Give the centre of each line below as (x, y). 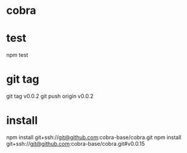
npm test (17, 55)
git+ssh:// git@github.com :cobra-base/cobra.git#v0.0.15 (76, 144)
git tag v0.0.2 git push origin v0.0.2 (50, 96)
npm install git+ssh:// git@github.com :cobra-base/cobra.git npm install (94, 137)
